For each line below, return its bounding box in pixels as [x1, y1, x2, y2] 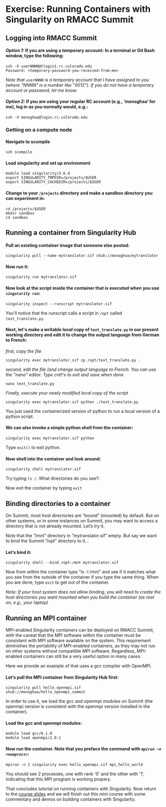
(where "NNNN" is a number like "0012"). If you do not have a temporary [5, 82, 155, 88]
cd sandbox [5, 215, 28, 220]
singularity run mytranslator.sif [5, 275, 77, 280]
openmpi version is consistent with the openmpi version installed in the [5, 704, 150, 709]
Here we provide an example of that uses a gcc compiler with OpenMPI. [5, 662, 152, 669]
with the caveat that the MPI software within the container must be [5, 632, 141, 638]
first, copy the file [5, 348, 41, 354]
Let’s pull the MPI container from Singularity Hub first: [5, 674, 119, 680]
